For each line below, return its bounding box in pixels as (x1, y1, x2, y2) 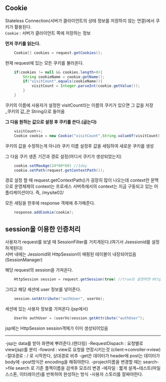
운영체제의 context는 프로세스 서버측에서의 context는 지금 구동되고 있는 (14, 184, 153, 190)
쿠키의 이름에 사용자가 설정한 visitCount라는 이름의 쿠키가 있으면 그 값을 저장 (5, 102, 154, 108)
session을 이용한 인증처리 (5, 225, 81, 233)
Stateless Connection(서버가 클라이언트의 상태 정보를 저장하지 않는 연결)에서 (5, 17, 155, 24)
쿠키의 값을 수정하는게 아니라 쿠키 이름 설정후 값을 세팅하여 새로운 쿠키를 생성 (5, 143, 154, 149)
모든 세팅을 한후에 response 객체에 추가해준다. (5, 200, 95, 206)
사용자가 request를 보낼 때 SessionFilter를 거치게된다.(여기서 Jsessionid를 (5, 239, 151, 245)
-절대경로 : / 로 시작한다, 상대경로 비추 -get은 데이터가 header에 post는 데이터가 (5, 352, 160, 358)
